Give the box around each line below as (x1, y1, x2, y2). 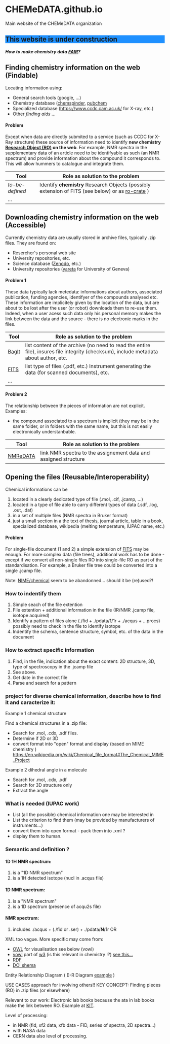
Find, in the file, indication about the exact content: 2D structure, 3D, (12, 658, 155, 664)
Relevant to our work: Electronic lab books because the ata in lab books (5, 997, 155, 1003)
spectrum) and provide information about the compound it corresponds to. (5, 155, 161, 161)
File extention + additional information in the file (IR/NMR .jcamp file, (12, 607, 155, 613)
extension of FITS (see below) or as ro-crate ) (39, 187, 149, 194)
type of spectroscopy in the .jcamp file (12, 663, 94, 669)
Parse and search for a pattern (12, 680, 77, 686)
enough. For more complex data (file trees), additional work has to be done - (5, 552, 165, 557)
